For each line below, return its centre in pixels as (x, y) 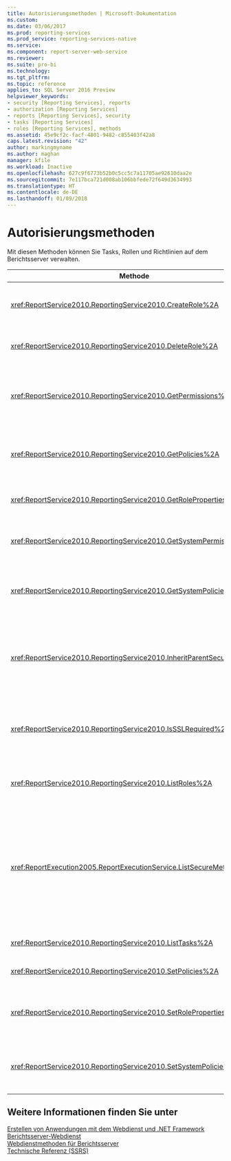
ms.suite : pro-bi (32, 65)
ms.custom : (23, 20)
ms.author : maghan (33, 154)
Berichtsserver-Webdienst (44, 1136)
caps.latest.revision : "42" (47, 142)
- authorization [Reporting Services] (63, 109)
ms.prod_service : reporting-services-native (72, 39)
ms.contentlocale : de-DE (43, 192)
